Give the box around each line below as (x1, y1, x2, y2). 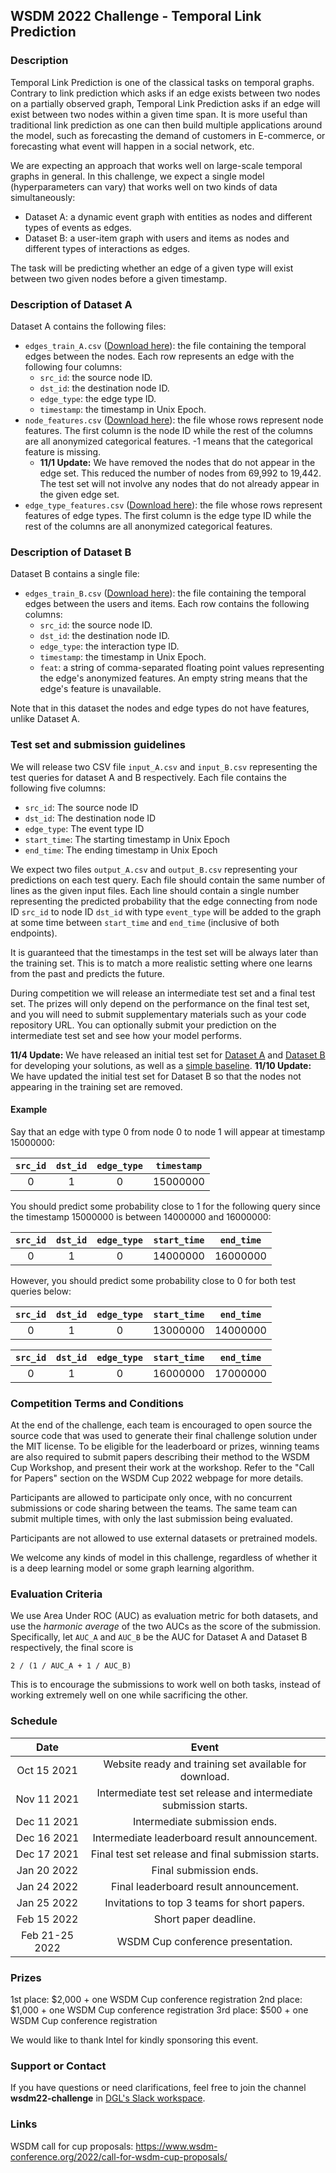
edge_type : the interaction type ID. (39, 640, 180, 653)
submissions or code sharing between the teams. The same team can (10, 1502, 298, 1514)
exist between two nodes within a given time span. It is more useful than (10, 108, 308, 120)
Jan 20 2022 (16, 1863, 79, 1877)
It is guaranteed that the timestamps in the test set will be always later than (10, 946, 319, 958)
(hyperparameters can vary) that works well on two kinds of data (10, 180, 278, 193)
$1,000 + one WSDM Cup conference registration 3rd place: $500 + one (10, 2004, 309, 2016)
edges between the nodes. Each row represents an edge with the (24, 350, 295, 362)
